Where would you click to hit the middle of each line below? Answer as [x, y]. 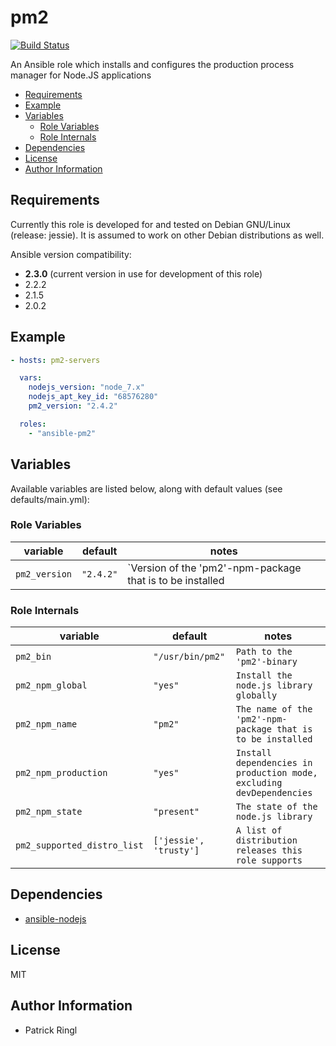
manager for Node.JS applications [81, 75]
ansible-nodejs [55, 918]
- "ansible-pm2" [62, 433]
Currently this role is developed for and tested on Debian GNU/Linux [150, 224]
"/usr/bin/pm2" [189, 657]
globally [256, 695]
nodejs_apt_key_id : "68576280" [93, 397]
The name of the [274, 709]
